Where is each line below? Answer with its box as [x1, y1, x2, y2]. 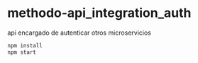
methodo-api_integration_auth [7, 5, 192, 21]
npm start [7, 48, 37, 56]
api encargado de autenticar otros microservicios [7, 28, 151, 37]
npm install [7, 42, 43, 49]
